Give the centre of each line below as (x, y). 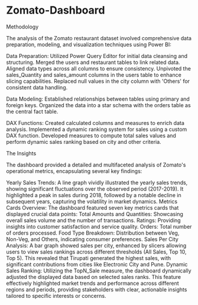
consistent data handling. (37, 87)
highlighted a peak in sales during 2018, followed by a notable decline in (94, 195)
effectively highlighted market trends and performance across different (92, 283)
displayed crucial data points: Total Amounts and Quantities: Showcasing (95, 214)
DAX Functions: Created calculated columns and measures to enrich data (95, 123)
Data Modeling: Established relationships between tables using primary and (98, 99)
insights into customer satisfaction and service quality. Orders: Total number (99, 226)
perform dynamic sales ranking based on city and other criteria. (84, 142)
